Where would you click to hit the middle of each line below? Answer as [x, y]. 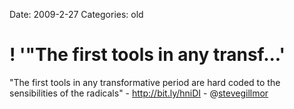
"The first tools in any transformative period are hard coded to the [145, 82]
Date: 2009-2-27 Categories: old [76, 14]
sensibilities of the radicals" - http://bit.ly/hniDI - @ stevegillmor [139, 93]
